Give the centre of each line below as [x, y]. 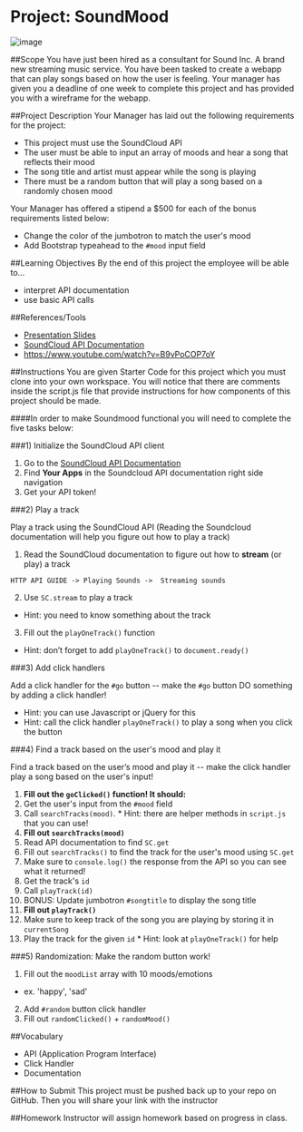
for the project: [38, 125]
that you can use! [56, 823]
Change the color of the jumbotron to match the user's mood [137, 235]
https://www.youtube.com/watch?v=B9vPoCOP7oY [119, 354]
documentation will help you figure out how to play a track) [120, 536]
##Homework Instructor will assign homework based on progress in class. [149, 1117]
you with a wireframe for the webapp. [80, 98]
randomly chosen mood [68, 190]
